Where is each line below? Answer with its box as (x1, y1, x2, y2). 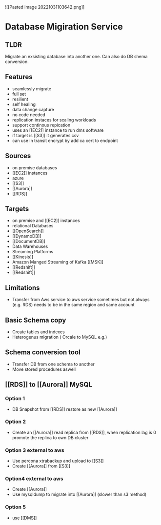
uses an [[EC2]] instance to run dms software (12, 127, 104, 133)
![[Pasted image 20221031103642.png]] (5, 4, 85, 10)
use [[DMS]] (12, 515, 37, 521)
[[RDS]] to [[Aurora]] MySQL (5, 381, 93, 389)
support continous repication (12, 122, 71, 128)
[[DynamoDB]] (12, 233, 41, 239)
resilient (12, 96, 28, 102)
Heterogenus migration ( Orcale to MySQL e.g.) (12, 334, 107, 340)
